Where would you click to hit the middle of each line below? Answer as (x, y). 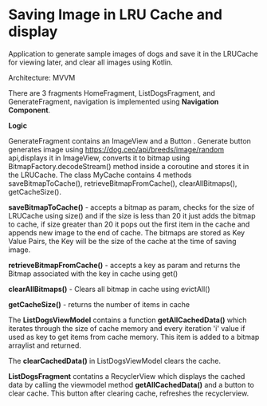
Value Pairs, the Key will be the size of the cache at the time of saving (122, 241)
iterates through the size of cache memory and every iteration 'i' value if (127, 328)
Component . (29, 110)
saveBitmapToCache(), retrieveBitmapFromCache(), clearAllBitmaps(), (123, 183)
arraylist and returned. (45, 345)
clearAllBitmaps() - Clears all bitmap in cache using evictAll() (109, 289)
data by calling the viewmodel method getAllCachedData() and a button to (132, 384)
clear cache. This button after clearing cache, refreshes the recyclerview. (129, 393)
